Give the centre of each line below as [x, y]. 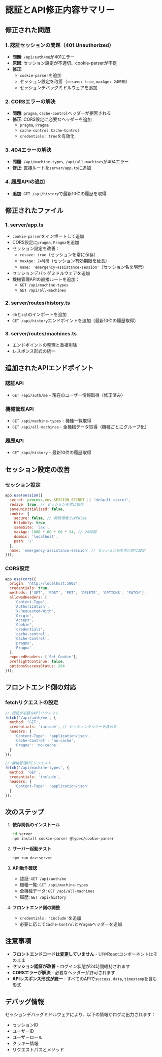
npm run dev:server [32, 858]
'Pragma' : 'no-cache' [36, 745]
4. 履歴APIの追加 [25, 182]
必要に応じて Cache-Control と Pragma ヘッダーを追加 [71, 924]
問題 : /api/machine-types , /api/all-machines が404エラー [70, 162]
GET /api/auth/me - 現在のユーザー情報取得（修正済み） [69, 395]
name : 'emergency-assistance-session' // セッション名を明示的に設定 [78, 550]
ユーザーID [23, 1031]
